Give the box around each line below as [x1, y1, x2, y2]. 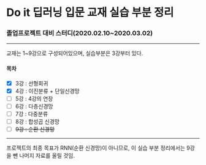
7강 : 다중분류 [15, 110, 48, 117]
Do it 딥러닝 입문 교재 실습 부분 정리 [6, 5, 174, 20]
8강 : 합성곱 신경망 [15, 118, 60, 125]
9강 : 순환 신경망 [15, 126, 55, 133]
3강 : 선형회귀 [15, 79, 48, 87]
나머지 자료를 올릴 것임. [19, 152, 75, 159]
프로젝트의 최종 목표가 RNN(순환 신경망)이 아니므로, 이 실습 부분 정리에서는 [6, 144, 186, 152]
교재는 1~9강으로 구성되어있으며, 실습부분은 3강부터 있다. [6, 50, 143, 57]
